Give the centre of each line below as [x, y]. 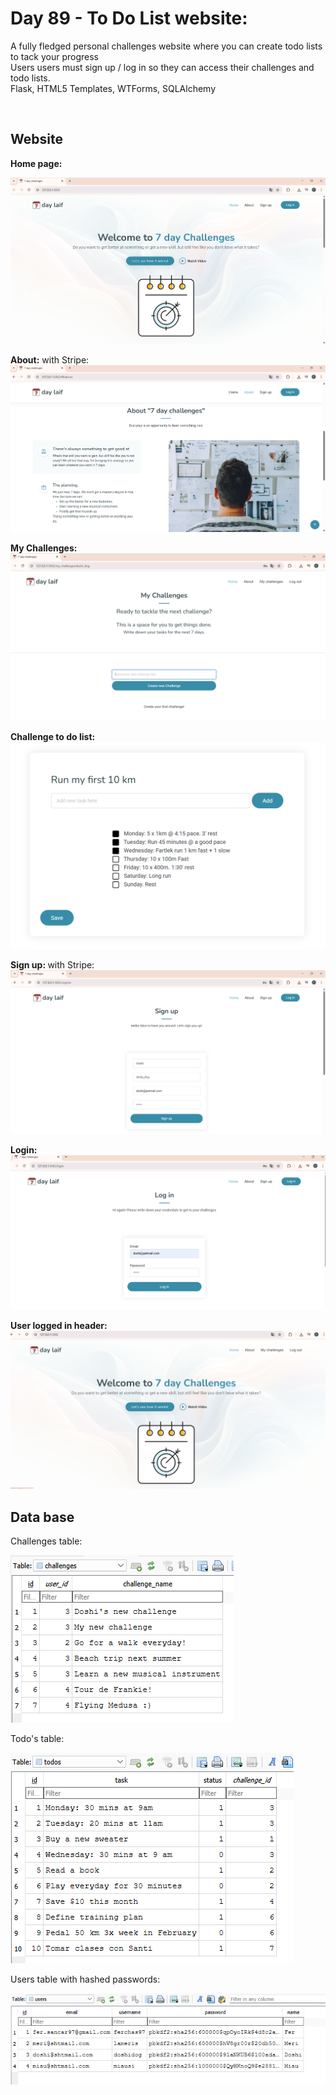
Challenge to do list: [53, 736]
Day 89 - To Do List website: [129, 18]
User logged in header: [59, 1326]
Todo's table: [37, 1738]
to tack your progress [54, 56]
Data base [42, 1517]
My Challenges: [44, 548]
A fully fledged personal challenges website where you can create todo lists [166, 46]
